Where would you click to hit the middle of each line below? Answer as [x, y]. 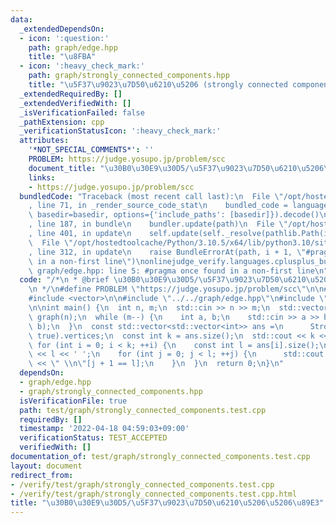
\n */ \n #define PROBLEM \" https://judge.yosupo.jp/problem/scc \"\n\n [176, 289]
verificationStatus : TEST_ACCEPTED [93, 438]
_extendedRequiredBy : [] [71, 94]
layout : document [46, 466]
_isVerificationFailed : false [82, 112]
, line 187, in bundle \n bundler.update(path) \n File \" [158, 224]
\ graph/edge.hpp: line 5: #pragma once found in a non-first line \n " [178, 271]
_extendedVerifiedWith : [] [75, 103]
